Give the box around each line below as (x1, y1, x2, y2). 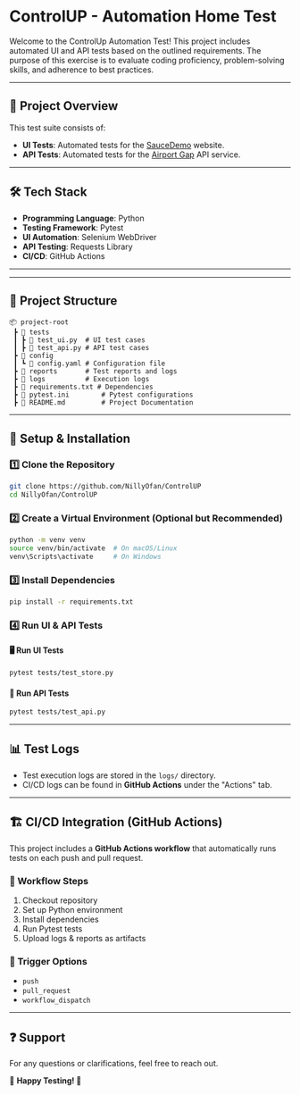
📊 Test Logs (9, 741, 80, 756)
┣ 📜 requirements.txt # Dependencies (12, 382, 154, 392)
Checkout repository (21, 895, 98, 906)
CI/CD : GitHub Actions (21, 250, 105, 261)
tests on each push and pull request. (9, 852, 144, 863)
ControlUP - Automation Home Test (9, 6, 277, 27)
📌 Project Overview (9, 98, 119, 113)
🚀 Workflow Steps (9, 874, 89, 887)
